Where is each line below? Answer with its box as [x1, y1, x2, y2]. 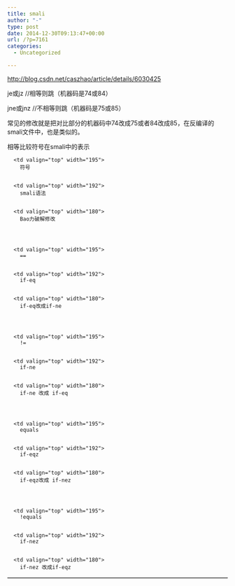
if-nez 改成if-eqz [20, 564, 71, 571]
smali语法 [20, 190, 47, 197]
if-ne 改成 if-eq [20, 389, 69, 396]
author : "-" [7, 17, 42, 24]
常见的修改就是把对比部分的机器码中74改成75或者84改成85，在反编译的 [7, 118, 215, 127]
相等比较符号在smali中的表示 [7, 142, 90, 151]
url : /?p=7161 [7, 36, 49, 43]
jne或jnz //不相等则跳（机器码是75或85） [7, 104, 125, 112]
